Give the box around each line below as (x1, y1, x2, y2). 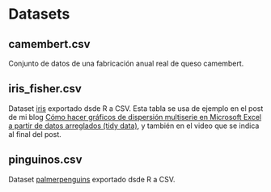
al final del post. (8, 129, 62, 139)
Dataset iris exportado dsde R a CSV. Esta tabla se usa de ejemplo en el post (8, 103, 264, 113)
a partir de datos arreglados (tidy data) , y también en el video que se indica (8, 121, 260, 130)
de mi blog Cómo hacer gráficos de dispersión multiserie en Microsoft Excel (8, 112, 261, 122)
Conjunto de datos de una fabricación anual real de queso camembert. (8, 58, 244, 68)
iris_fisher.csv (8, 82, 83, 96)
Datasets (8, 5, 70, 23)
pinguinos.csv (8, 153, 83, 167)
